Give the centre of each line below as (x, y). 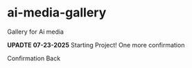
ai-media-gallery (57, 13)
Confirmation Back (34, 58)
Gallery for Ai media (36, 32)
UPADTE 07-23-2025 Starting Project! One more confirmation (96, 45)
